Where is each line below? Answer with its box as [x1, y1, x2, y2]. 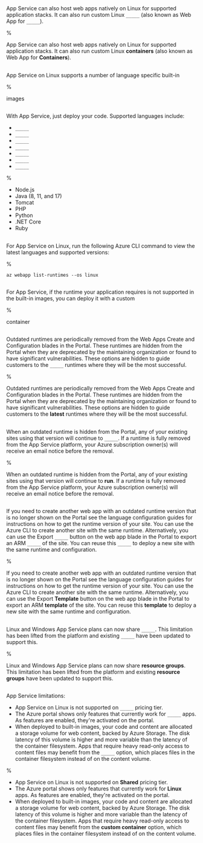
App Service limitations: [6, 692, 65, 699]
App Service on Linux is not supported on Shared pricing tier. [14, 778, 168, 786]
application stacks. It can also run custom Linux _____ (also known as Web [6, 11, 192, 19]
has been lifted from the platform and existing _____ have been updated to [6, 631, 191, 639]
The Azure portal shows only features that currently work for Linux [14, 785, 182, 792]
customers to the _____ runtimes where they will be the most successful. [6, 361, 187, 369]
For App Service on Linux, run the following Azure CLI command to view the [6, 242, 195, 250]
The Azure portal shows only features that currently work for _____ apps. [14, 710, 196, 717]
